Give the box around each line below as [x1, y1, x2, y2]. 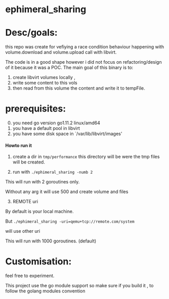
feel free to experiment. [5, 273, 55, 279]
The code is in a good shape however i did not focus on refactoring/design [5, 59, 162, 65]
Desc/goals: [5, 27, 58, 39]
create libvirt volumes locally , [12, 74, 75, 80]
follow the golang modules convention [5, 288, 86, 294]
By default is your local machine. [5, 208, 74, 214]
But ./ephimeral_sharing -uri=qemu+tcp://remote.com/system [5, 218, 135, 225]
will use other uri [5, 228, 41, 234]
